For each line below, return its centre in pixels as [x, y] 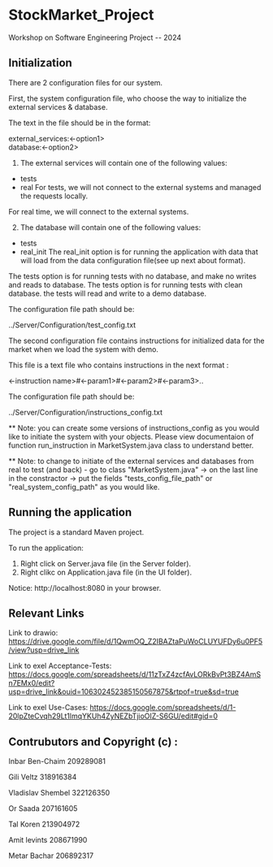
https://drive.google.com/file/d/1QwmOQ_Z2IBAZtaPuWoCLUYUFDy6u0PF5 [136, 642]
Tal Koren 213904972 [44, 824]
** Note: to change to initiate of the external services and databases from [131, 461]
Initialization [41, 63]
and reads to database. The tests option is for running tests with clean [126, 284]
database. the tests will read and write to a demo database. [108, 293]
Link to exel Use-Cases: [48, 708]
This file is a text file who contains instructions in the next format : [119, 365]
